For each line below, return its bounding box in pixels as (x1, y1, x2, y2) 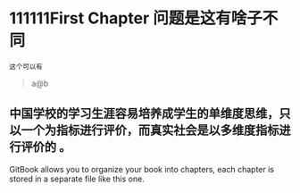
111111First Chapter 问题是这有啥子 (9, 8, 263, 29)
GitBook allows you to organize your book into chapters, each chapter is (9, 164, 275, 174)
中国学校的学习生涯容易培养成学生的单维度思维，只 (9, 106, 291, 122)
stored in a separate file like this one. (9, 173, 145, 184)
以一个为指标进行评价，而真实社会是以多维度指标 (9, 122, 279, 138)
